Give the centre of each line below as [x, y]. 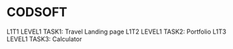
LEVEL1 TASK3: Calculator [44, 38]
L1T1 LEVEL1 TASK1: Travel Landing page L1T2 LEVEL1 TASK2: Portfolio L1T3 [116, 31]
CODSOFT [37, 12]
